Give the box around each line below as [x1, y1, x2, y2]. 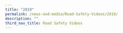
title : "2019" [5, 7, 35, 12]
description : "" [5, 16, 39, 21]
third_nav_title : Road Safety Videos [5, 20, 83, 26]
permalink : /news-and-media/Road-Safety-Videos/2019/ [5, 12, 119, 16]
